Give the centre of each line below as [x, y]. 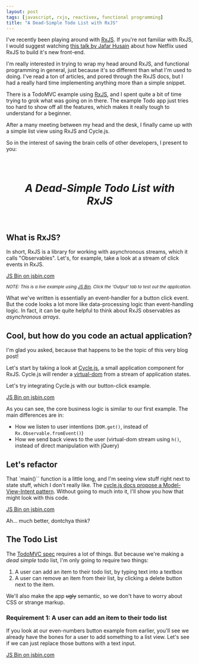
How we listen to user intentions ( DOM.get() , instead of [81, 427]
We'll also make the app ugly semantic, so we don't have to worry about [94, 596]
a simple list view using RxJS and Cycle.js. [58, 131]
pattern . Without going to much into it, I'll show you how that [110, 491]
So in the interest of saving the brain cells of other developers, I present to [97, 143]
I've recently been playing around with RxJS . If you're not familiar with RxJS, [99, 40]
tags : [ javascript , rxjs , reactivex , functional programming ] [85, 17]
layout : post [22, 12]
